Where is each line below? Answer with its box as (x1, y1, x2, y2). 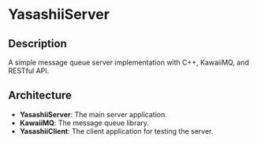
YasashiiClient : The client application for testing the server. (19, 126, 214, 135)
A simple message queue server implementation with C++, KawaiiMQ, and (8, 57, 250, 67)
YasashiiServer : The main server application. (19, 109, 168, 119)
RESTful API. (8, 66, 50, 76)
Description (8, 37, 67, 50)
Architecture (8, 89, 73, 102)
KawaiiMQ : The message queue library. (19, 118, 150, 127)
